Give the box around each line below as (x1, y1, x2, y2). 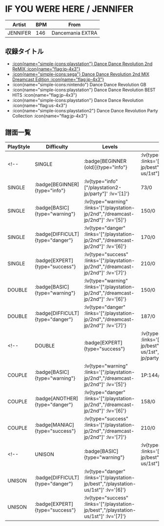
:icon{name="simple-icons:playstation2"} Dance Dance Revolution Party (12, 107, 158, 113)
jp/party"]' (83, 190, 108, 197)
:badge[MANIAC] (35, 421, 75, 428)
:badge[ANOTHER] (35, 395, 79, 402)
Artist (12, 21, 26, 28)
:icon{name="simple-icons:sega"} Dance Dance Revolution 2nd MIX (12, 71, 150, 77)
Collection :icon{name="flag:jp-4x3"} (12, 113, 88, 119)
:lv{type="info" (83, 178, 118, 184)
